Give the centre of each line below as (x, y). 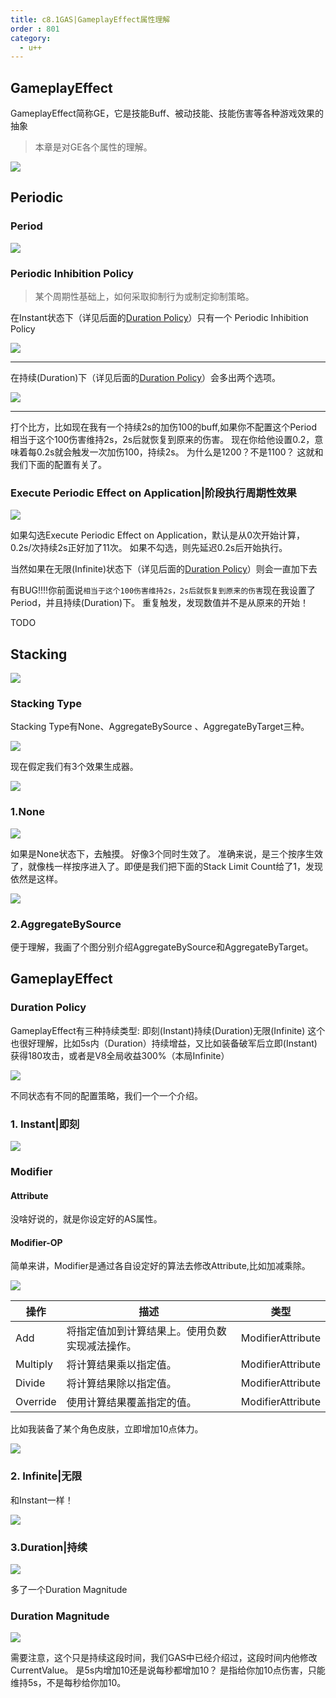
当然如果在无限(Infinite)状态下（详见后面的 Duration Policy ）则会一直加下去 (164, 569)
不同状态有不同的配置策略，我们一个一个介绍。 (106, 1095)
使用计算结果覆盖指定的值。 (131, 1403)
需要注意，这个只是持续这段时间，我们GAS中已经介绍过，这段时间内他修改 (164, 1658)
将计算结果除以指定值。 (121, 1384)
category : (31, 38)
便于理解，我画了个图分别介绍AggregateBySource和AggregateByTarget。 (162, 947)
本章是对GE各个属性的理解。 (93, 147)
